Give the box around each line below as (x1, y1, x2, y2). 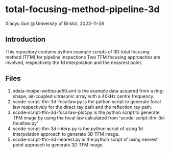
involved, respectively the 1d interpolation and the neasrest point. (5, 59, 143, 66)
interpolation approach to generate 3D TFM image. (12, 131, 120, 137)
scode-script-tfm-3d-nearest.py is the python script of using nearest (12, 136, 158, 142)
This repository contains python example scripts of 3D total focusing (5, 48, 150, 54)
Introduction (5, 35, 46, 44)
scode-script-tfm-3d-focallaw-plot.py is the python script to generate (12, 109, 160, 115)
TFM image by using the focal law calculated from (12, 114, 118, 120)
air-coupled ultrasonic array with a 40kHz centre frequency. (28, 93, 155, 99)
